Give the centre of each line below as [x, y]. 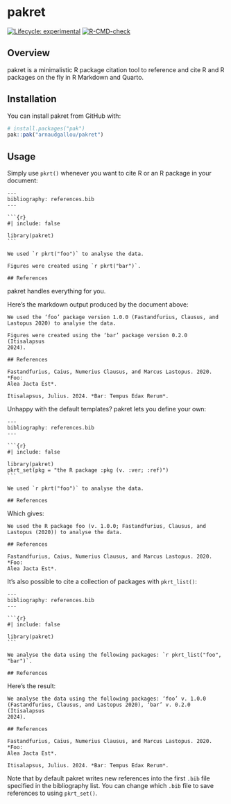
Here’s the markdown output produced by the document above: [98, 305]
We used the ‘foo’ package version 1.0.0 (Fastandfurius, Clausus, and [113, 317]
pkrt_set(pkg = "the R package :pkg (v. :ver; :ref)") [88, 470]
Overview [29, 53]
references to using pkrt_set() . [52, 793]
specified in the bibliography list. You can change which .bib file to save [110, 786]
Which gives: [26, 513]
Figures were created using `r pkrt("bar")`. [74, 266]
